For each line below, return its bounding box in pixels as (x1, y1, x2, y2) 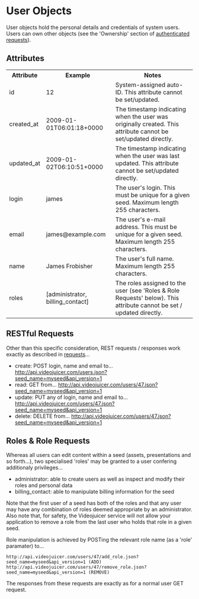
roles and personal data (14, 482, 73, 489)
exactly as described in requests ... (6, 350, 90, 358)
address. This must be (115, 223, 178, 231)
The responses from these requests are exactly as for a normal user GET (6, 580, 184, 587)
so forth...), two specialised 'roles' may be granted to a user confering (6, 458, 177, 465)
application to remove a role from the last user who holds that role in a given (6, 519, 192, 526)
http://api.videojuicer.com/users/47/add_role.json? (6, 554, 139, 560)
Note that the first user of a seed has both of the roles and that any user (6, 500, 182, 507)
